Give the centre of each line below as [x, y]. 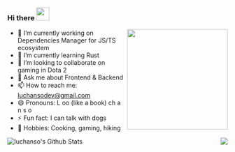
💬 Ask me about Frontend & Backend [70, 77]
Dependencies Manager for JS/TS [66, 40]
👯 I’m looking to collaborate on [61, 63]
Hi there [21, 17]
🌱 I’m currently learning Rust [58, 55]
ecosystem [33, 48]
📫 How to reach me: [47, 85]
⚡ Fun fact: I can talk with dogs [62, 118]
